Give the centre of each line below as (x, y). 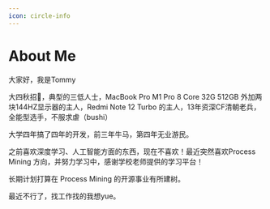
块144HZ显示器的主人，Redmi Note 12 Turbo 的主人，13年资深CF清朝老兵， (135, 107)
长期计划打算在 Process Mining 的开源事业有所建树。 (96, 178)
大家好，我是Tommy (42, 79)
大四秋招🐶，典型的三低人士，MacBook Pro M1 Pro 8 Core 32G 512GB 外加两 (135, 96)
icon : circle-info (39, 16)
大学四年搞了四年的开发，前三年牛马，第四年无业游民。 (101, 134)
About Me (42, 55)
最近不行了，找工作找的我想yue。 (64, 196)
